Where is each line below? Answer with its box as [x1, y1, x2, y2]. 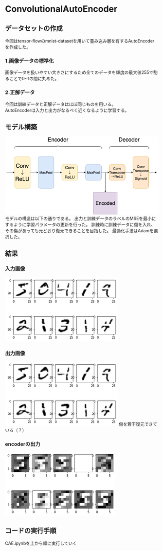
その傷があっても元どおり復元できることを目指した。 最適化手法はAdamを [5, 228, 154, 233]
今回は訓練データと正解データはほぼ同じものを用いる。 [5, 101, 116, 107]
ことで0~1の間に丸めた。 [9, 76, 59, 82]
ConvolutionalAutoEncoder [5, 3, 118, 15]
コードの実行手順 [5, 527, 56, 535]
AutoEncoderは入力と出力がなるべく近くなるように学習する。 [5, 107, 129, 113]
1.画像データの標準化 [5, 57, 54, 64]
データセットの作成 [5, 24, 63, 32]
